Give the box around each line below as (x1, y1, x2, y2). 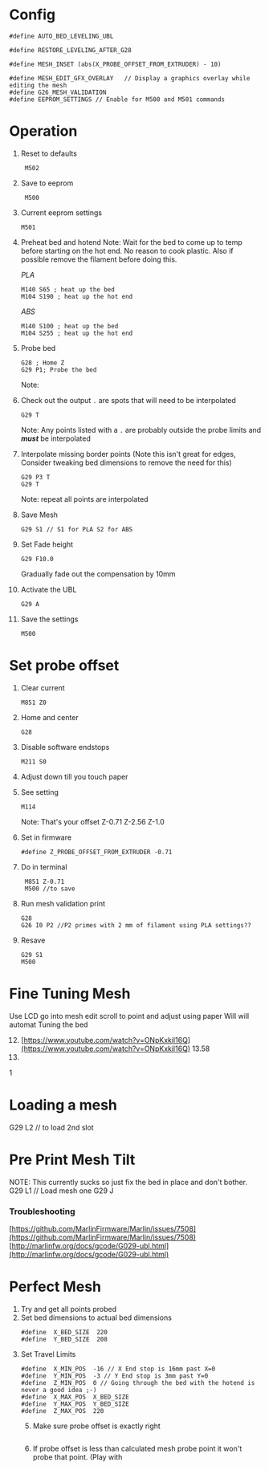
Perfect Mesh (9, 1278, 101, 1296)
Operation (9, 122, 78, 140)
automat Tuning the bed (9, 1020, 88, 1029)
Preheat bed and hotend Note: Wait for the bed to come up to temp (20, 237, 243, 246)
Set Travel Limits (20, 1349, 76, 1358)
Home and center (20, 712, 79, 722)
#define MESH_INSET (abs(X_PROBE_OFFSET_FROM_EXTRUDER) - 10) (9, 60, 222, 68)
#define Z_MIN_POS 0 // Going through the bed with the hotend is (20, 1378, 255, 1387)
